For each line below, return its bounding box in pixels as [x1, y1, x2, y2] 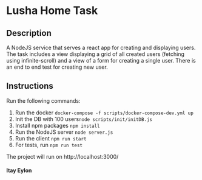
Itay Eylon [6, 167, 32, 174]
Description [6, 28, 52, 38]
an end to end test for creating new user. [6, 63, 108, 71]
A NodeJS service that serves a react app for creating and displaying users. [6, 44, 196, 51]
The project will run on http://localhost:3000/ [6, 153, 119, 160]
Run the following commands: [6, 97, 81, 104]
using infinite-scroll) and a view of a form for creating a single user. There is [6, 57, 196, 64]
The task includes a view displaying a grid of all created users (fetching [6, 50, 185, 58]
